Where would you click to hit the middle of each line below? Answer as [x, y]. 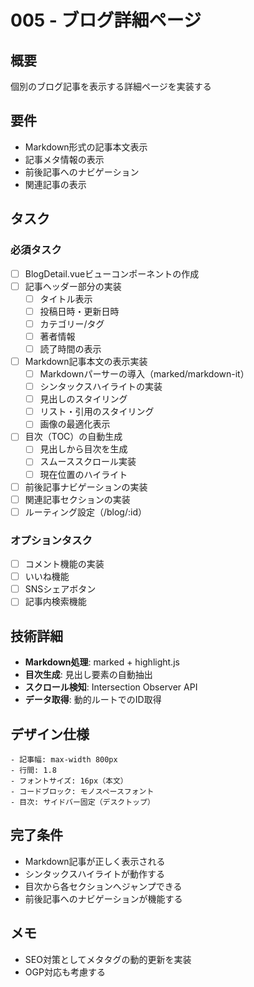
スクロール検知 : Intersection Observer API [111, 687]
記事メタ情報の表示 [64, 159]
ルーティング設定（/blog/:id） [85, 512]
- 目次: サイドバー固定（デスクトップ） [82, 802]
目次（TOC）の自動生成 [73, 437]
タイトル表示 [66, 298]
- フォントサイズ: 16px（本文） [69, 781]
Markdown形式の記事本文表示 [86, 147]
